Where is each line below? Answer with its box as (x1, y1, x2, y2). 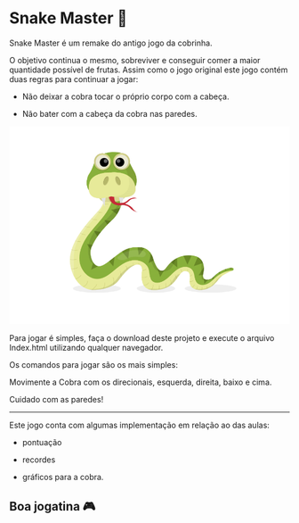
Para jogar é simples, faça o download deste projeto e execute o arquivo (9, 333, 275, 344)
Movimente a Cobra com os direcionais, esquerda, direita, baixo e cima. (9, 377, 272, 387)
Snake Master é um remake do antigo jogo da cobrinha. (9, 37, 213, 48)
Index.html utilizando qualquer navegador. (9, 343, 164, 353)
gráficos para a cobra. (21, 472, 104, 483)
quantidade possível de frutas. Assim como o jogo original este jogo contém (9, 64, 288, 75)
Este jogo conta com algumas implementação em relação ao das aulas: (9, 419, 270, 431)
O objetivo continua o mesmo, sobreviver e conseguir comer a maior (9, 54, 261, 65)
